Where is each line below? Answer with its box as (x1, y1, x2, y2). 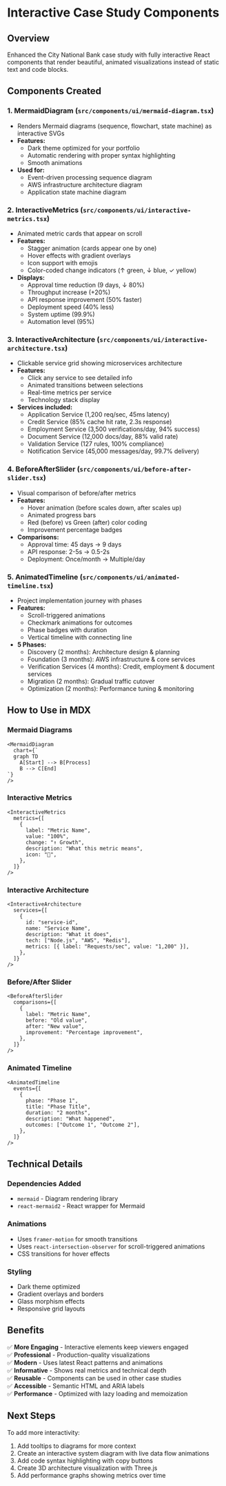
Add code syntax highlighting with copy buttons (17, 1456, 154, 1465)
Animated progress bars (27, 511, 96, 519)
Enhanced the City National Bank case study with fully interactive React (7, 50, 210, 59)
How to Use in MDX (7, 705, 91, 716)
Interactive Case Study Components (7, 5, 220, 21)
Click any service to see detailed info (27, 374, 133, 382)
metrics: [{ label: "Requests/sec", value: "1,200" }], (25, 943, 189, 951)
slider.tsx (7, 475, 43, 482)
